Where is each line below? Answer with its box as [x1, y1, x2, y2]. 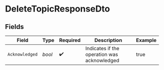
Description [94, 37, 123, 43]
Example [136, 37, 157, 43]
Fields [5, 23, 24, 31]
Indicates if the [85, 45, 120, 52]
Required [59, 37, 81, 43]
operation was [85, 51, 118, 57]
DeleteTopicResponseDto [5, 3, 110, 14]
